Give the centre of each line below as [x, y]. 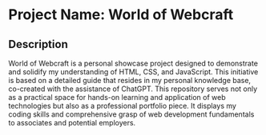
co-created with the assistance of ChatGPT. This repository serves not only [133, 89]
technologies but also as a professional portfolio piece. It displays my [122, 106]
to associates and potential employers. [72, 123]
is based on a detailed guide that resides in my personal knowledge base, [129, 80]
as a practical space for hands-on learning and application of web [117, 97]
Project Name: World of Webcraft [121, 15]
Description [38, 44]
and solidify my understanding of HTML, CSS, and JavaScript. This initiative [133, 72]
